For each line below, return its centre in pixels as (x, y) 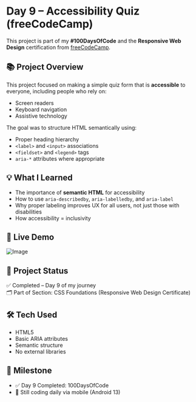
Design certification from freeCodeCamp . (59, 47)
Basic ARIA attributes (42, 339)
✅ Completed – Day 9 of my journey (51, 286)
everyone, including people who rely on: (57, 91)
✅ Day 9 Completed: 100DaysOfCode (62, 385)
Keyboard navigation (41, 109)
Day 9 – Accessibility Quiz (73, 11)
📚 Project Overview (45, 67)
